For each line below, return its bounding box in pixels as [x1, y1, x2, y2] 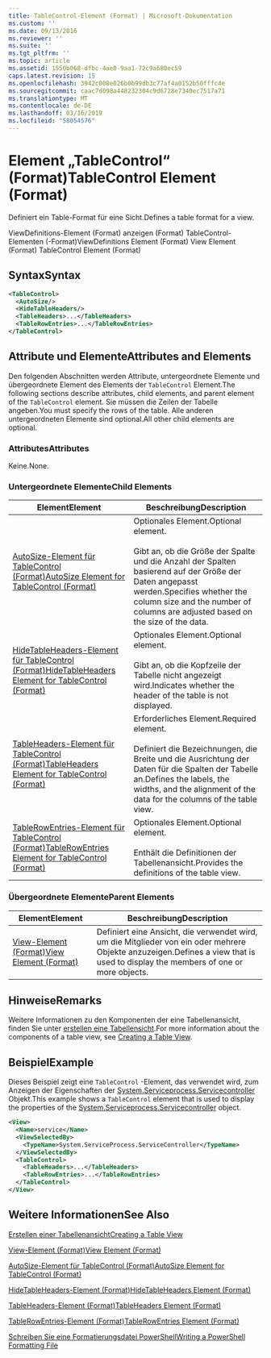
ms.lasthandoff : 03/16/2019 [8, 110, 103, 118]
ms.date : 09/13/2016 [8, 27, 78, 35]
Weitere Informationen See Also [8, 1208, 169, 1222]
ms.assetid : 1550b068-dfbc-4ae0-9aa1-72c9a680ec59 [8, 65, 182, 73]
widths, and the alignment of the [133, 784, 256, 795]
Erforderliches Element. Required [133, 713, 256, 724]
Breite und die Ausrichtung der [133, 753, 250, 764]
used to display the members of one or [96, 956, 244, 968]
